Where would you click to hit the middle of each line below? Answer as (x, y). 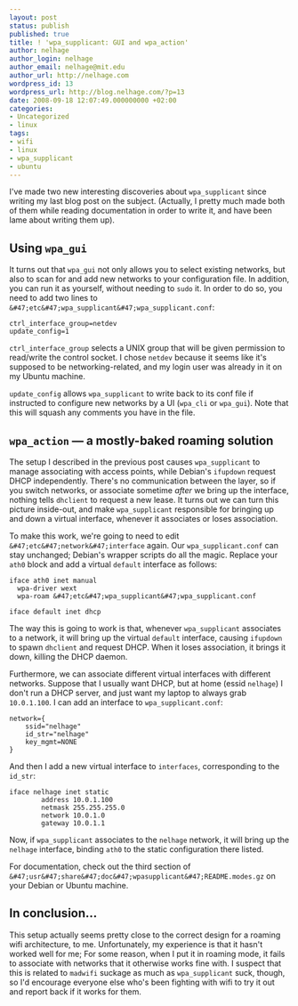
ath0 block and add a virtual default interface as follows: (113, 564)
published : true (39, 34)
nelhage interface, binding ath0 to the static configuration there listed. (137, 849)
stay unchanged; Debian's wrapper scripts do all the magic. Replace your (144, 555)
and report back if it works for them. (76, 991)
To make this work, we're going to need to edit (94, 536)
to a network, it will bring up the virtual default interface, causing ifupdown (146, 638)
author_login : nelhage (51, 59)
